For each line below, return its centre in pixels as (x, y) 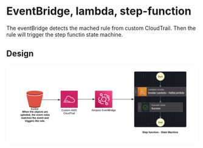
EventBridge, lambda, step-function (99, 11)
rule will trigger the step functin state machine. (65, 34)
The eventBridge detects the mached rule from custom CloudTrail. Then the (101, 28)
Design (20, 54)
